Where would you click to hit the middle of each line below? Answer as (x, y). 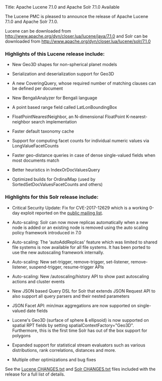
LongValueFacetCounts (35, 146)
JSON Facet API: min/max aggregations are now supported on (74, 305)
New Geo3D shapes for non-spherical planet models (65, 65)
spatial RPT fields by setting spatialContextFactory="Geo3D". (73, 325)
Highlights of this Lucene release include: (55, 54)
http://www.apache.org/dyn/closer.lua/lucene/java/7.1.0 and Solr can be (76, 36)
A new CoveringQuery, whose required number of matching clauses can (84, 83)
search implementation (54, 122)
